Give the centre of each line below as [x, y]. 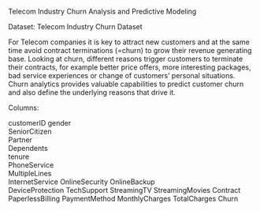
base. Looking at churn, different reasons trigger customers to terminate [126, 59]
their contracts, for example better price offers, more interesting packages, [130, 67]
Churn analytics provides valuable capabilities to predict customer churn [126, 84]
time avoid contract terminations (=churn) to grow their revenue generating [130, 50]
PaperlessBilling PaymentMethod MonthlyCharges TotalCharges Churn [123, 198]
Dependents [28, 148]
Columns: [24, 107]
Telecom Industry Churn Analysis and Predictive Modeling [102, 11]
